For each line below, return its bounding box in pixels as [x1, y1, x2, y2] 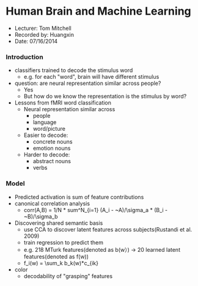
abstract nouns [32, 158, 71, 165]
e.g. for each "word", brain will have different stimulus [23, 73, 159, 81]
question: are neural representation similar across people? [14, 79, 161, 87]
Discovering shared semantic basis [14, 219, 103, 227]
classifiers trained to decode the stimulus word [14, 67, 133, 74]
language [32, 119, 57, 126]
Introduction [5, 53, 43, 61]
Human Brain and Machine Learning [5, 4, 192, 18]
